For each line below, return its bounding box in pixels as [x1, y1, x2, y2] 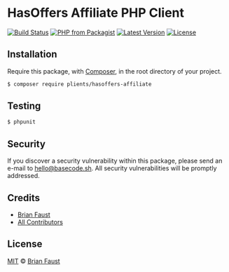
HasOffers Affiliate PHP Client [7, 5, 184, 21]
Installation [7, 48, 57, 60]
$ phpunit [7, 118, 36, 125]
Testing [7, 100, 41, 112]
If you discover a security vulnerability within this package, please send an [7, 156, 223, 165]
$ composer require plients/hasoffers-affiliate [7, 81, 152, 88]
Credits [7, 191, 41, 204]
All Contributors [17, 217, 63, 226]
